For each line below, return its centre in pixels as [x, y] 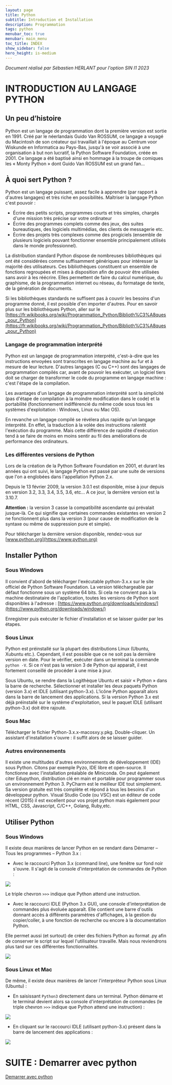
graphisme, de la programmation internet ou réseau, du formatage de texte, [85, 283]
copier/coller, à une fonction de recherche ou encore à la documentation [89, 920]
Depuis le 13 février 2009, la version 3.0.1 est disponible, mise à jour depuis [85, 486]
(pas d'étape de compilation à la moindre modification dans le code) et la [83, 399]
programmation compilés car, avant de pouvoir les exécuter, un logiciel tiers [85, 372]
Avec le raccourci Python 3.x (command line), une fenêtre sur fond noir [88, 863]
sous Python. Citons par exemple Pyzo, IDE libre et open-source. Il [76, 768]
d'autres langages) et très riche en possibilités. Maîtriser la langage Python [84, 197]
